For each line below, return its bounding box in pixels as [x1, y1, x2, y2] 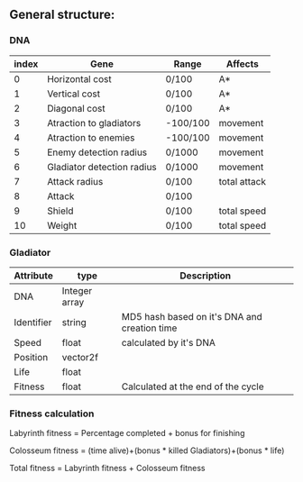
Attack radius [46, 175, 104, 187]
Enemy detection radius [46, 146, 148, 159]
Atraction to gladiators [46, 116, 142, 129]
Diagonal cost [46, 102, 106, 114]
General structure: [9, 7, 115, 23]
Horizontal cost [46, 72, 112, 85]
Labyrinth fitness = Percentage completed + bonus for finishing [9, 428, 245, 439]
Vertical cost [46, 87, 101, 100]
